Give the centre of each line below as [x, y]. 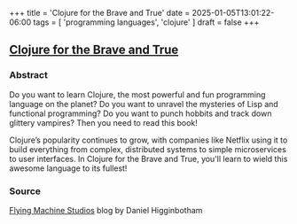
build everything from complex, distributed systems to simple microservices [148, 149]
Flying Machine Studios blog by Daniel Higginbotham [106, 210]
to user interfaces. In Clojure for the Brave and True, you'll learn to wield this [148, 158]
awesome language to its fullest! [68, 168]
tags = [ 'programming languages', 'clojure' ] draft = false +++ [146, 22]
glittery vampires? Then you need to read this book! [103, 122]
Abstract [29, 75]
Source [25, 191]
